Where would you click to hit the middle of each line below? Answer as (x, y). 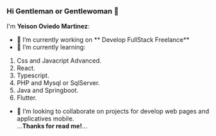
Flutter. (27, 98)
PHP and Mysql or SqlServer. (58, 83)
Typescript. (33, 75)
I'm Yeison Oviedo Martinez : (48, 27)
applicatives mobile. (45, 119)
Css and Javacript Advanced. (59, 61)
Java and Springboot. (47, 91)
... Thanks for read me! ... (52, 126)
